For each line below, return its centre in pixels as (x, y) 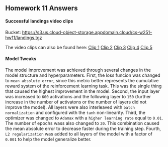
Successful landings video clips (39, 21)
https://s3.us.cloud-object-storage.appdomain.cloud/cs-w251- (87, 32)
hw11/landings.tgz (24, 38)
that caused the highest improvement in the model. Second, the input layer (82, 91)
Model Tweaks (21, 59)
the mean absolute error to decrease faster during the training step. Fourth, (83, 128)
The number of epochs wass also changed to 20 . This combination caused (82, 123)
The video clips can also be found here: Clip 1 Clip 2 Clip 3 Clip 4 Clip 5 (79, 47)
